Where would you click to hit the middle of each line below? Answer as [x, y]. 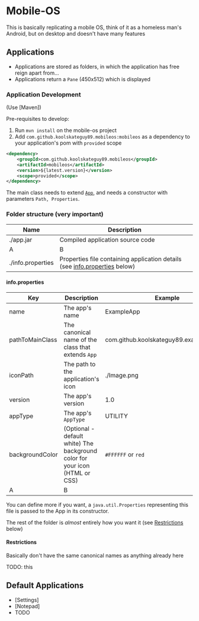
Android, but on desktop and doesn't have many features [76, 33]
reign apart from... [37, 73]
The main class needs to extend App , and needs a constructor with [87, 193]
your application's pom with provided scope [68, 143]
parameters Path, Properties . [43, 199]
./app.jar [21, 239]
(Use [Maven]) [24, 107]
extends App [80, 354]
